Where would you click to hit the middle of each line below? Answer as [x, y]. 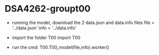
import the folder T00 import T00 [46, 37]
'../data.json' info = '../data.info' [44, 27]
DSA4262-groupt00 [48, 9]
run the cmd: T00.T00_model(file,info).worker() [61, 47]
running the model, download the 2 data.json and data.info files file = [83, 22]
